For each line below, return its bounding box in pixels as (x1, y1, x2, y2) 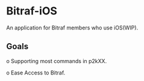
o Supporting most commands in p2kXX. (6, 57, 107, 64)
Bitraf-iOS (6, 4, 57, 18)
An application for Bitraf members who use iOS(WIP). (6, 24, 139, 31)
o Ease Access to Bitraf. (6, 69, 66, 76)
